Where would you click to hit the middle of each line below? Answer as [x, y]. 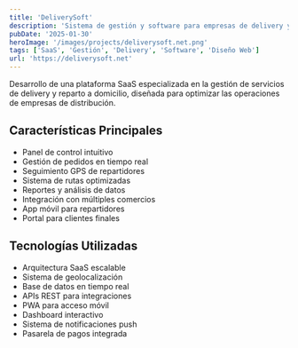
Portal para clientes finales [71, 217]
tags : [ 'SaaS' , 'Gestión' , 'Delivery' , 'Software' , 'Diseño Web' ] [134, 51]
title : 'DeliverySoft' [51, 17]
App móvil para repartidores [73, 209]
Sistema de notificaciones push [79, 324]
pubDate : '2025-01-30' [51, 34]
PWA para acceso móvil [65, 305]
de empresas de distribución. [63, 103]
